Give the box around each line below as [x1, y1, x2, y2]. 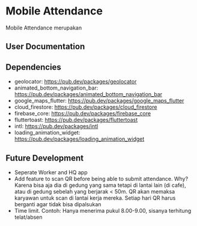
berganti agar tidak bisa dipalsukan [14, 200, 102, 208]
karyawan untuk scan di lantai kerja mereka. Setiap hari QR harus [14, 194, 176, 201]
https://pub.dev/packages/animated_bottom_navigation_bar [14, 91, 163, 98]
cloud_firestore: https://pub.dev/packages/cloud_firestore [14, 103, 157, 111]
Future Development [5, 153, 84, 163]
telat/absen [14, 213, 43, 221]
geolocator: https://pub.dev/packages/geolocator [14, 78, 137, 85]
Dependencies [5, 62, 61, 72]
